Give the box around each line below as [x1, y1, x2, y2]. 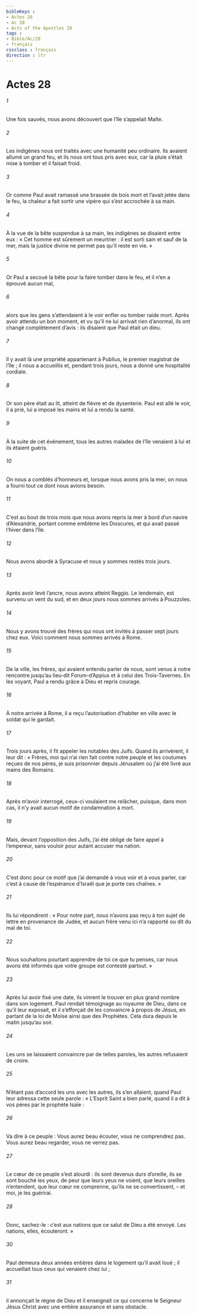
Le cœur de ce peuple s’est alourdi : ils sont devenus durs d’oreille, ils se [6, 1171, 182, 1178]
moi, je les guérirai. [6, 1189, 52, 1197]
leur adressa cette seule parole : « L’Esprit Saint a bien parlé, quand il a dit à [6, 1094, 190, 1102]
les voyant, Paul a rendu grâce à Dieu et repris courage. [6, 677, 141, 685]
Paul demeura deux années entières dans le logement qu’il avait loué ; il [6, 1259, 180, 1266]
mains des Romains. [6, 766, 55, 773]
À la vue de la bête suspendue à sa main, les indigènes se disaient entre [6, 229, 181, 236]
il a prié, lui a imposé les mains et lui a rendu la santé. [6, 406, 135, 413]
